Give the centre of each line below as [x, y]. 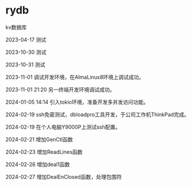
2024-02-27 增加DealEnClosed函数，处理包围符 [64, 177]
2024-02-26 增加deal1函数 [38, 164]
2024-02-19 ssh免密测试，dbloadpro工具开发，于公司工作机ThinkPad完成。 [97, 114]
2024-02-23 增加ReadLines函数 [44, 152]
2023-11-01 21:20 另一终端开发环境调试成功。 [60, 89]
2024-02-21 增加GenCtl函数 [39, 139]
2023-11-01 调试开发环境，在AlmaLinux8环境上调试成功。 [75, 77]
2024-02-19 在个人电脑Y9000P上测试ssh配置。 [63, 127]
